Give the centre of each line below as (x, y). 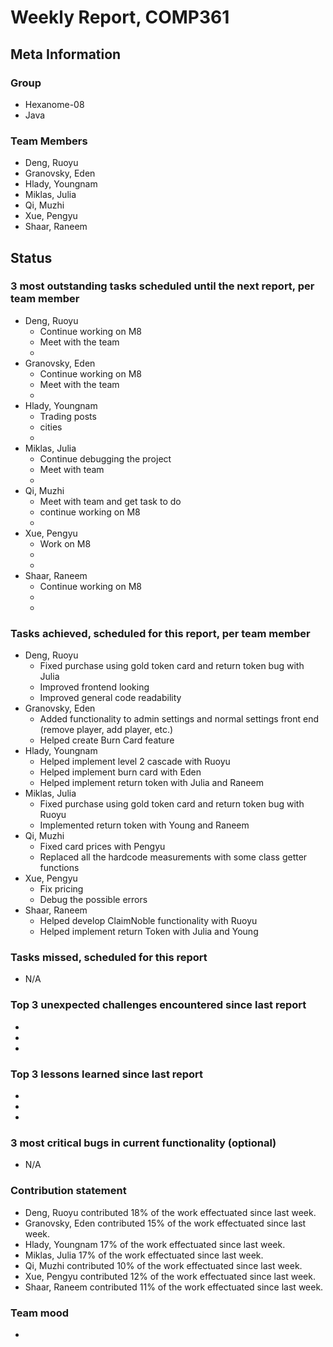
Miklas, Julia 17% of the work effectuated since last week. (144, 1255)
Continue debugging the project (105, 458)
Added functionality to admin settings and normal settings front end (179, 719)
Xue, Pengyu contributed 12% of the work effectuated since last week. (170, 1276)
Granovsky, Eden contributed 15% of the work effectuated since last (165, 1223)
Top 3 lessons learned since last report (107, 1074)
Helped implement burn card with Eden (120, 772)
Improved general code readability (110, 698)
